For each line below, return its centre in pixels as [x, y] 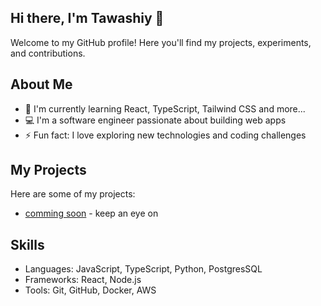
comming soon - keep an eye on [91, 213]
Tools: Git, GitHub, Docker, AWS [90, 290]
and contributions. [48, 53]
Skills [27, 244]
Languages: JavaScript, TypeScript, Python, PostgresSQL [143, 269]
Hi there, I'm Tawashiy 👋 [87, 18]
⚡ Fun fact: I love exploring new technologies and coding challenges [165, 135]
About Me [41, 84]
